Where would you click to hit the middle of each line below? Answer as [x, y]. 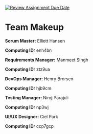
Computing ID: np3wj [27, 107]
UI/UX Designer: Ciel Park [32, 116]
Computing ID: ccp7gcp [29, 126]
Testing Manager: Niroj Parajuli [37, 97]
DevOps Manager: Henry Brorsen [39, 79]
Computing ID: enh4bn [29, 50]
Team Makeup [35, 27]
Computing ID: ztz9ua [28, 69]
